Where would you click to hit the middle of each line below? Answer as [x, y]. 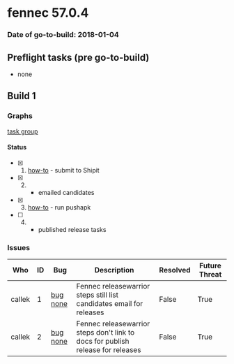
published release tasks [72, 229]
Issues [19, 247]
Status [17, 147]
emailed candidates [66, 192]
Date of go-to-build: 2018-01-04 [63, 35]
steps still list [97, 295]
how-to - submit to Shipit [63, 170]
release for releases [109, 350]
